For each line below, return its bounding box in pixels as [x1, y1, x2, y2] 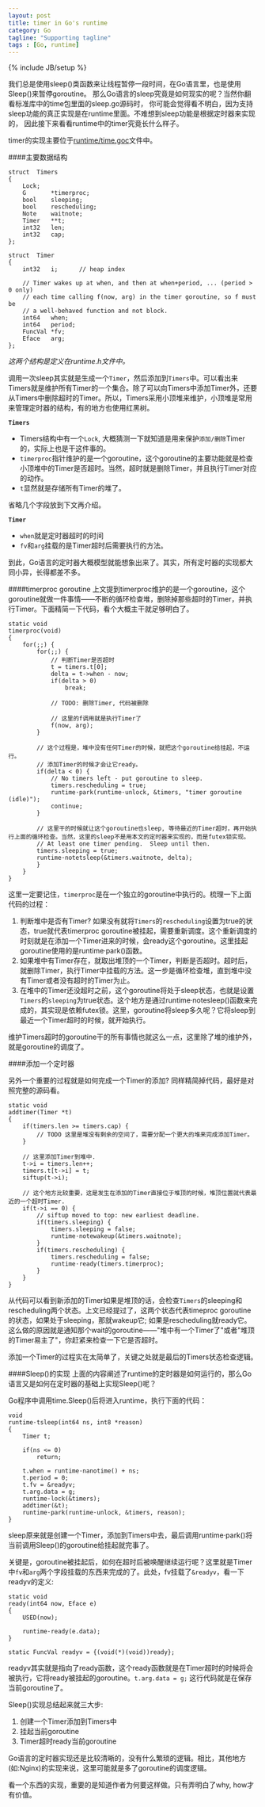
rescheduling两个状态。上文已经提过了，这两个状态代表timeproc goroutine [8, 1305, 252, 1316]
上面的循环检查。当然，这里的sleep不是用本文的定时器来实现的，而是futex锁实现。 [13, 833, 250, 841]
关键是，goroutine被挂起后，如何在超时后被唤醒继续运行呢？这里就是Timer [8, 1557, 253, 1567]
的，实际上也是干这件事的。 [19, 444, 111, 453]
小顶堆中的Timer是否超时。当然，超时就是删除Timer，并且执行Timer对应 [19, 464, 257, 473]
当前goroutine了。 [8, 1683, 68, 1693]
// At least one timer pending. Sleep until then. [36, 840, 211, 848]
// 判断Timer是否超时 [50, 656, 115, 664]
